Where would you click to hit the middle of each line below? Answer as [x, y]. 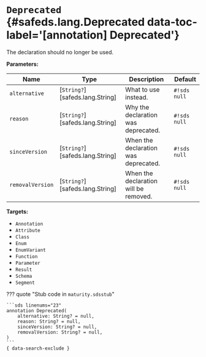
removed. [139, 196]
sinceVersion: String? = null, [57, 327]
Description [147, 79]
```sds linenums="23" [34, 305]
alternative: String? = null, [56, 316]
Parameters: [22, 64]
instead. [137, 97]
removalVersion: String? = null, [60, 332]
